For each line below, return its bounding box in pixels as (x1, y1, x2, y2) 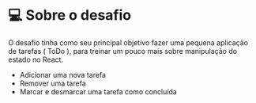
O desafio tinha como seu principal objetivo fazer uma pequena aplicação (8, 37, 249, 48)
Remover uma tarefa (19, 78, 86, 88)
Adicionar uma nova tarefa (19, 70, 107, 79)
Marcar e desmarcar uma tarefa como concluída (19, 86, 178, 96)
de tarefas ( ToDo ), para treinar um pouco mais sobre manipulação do (8, 46, 238, 55)
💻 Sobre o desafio (8, 6, 132, 25)
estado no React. (8, 55, 64, 64)
